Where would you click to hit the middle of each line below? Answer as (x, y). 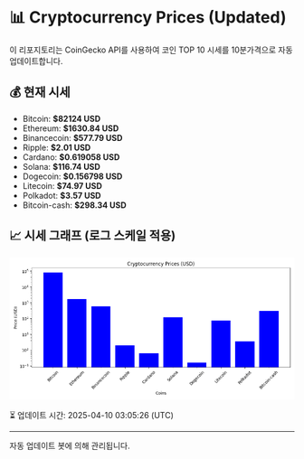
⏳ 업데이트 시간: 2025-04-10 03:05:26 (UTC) (92, 415)
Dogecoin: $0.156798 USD (72, 176)
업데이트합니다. (36, 61)
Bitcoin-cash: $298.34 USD (74, 205)
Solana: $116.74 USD (62, 166)
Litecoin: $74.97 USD (62, 185)
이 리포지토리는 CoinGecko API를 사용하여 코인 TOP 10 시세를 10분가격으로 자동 (151, 50)
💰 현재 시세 (40, 93)
